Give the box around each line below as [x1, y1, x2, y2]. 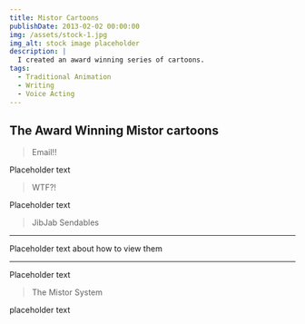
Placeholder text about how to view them [9, 243, 163, 254]
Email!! [31, 147, 57, 158]
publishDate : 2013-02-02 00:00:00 [9, 22, 141, 31]
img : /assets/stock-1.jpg [9, 30, 107, 39]
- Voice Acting [17, 89, 75, 98]
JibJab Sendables [31, 217, 100, 228]
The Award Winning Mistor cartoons [9, 123, 220, 138]
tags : [9, 64, 30, 74]
